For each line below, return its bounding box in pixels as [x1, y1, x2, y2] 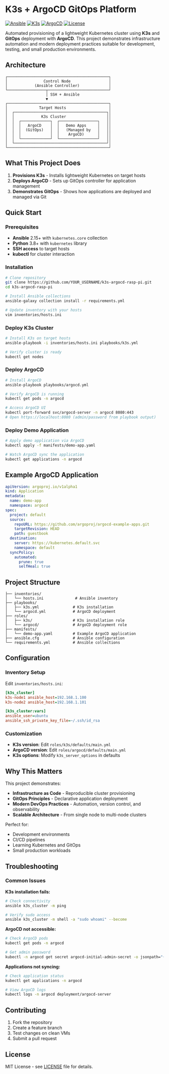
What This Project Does [5, 159, 81, 167]
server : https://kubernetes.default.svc [14, 541, 100, 546]
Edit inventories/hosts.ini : [5, 680, 63, 686]
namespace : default [14, 545, 55, 550]
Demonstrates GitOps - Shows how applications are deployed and [12, 188, 151, 194]
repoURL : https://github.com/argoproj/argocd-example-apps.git [14, 522, 150, 527]
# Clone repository [5, 275, 46, 280]
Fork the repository [12, 1019, 53, 1025]
